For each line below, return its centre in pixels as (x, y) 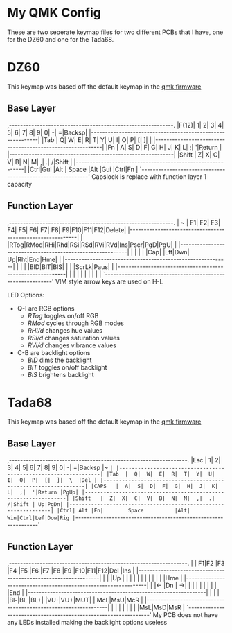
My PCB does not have (185, 615)
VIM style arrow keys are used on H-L (109, 281)
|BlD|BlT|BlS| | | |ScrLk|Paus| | (71, 267)
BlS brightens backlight (61, 374)
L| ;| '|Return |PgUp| (43, 493)
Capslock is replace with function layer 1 (149, 176)
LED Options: (26, 295)
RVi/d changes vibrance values (72, 345)
